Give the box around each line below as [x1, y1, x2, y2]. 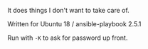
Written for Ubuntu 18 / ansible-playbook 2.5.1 [7, 20, 142, 28]
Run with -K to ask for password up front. [7, 33, 128, 42]
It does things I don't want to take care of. [7, 6, 129, 14]
